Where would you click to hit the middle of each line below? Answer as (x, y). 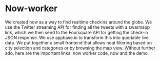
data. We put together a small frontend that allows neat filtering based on (79, 42)
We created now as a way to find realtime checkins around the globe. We (79, 22)
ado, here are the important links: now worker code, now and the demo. (77, 53)
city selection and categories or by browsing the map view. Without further (80, 48)
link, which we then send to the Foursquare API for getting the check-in (77, 32)
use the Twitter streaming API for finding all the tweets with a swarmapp (78, 27)
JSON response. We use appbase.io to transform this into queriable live (77, 38)
